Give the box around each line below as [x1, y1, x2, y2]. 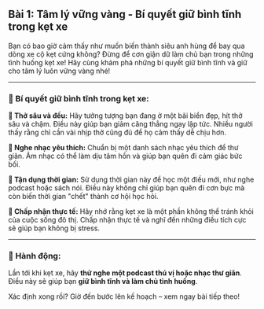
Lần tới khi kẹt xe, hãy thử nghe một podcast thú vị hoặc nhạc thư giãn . [8, 268, 242, 278]
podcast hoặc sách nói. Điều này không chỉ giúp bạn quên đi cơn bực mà [8, 183, 245, 193]
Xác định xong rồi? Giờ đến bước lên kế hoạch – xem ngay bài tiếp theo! [8, 292, 240, 301]
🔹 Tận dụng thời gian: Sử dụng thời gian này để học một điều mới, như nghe [8, 175, 255, 185]
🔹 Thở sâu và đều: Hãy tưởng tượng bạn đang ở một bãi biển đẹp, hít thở [8, 111, 243, 120]
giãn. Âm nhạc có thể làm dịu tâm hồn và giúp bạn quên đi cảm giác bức [8, 151, 243, 161]
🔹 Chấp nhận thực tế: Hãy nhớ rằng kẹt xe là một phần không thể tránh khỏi [8, 207, 254, 216]
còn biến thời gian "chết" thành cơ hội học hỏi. [8, 192, 159, 201]
